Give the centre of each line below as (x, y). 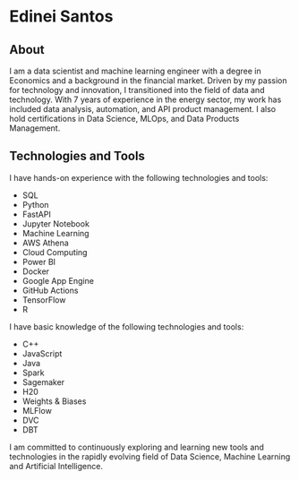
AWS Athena (45, 243)
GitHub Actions (50, 290)
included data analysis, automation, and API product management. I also (142, 109)
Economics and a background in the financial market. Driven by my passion (148, 81)
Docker (36, 271)
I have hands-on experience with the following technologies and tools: (139, 177)
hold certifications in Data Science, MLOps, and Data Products (124, 119)
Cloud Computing (55, 252)
